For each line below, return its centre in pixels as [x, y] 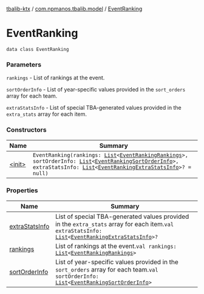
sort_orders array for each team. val [107, 269]
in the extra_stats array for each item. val [115, 224]
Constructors [26, 130]
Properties [22, 190]
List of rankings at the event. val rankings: [116, 246]
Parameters [24, 64]
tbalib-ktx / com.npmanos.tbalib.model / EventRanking [74, 9]
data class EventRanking [38, 49]
